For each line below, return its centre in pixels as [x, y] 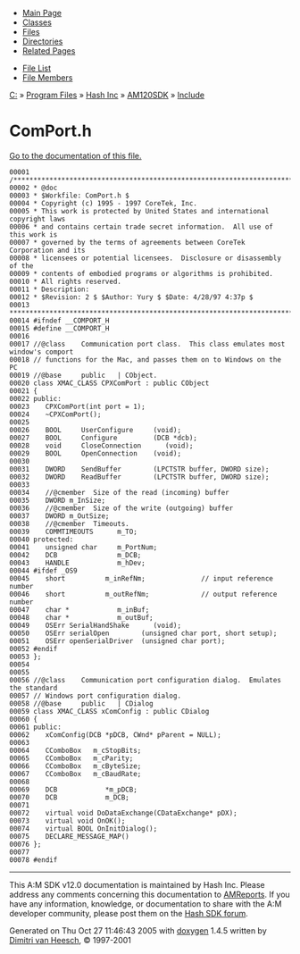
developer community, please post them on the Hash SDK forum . [129, 913]
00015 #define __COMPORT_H [59, 328]
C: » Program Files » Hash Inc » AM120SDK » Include [107, 95]
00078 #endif [33, 860]
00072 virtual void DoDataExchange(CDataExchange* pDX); [124, 813]
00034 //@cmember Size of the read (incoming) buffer [119, 492]
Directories [42, 41]
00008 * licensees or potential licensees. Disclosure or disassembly [145, 258]
